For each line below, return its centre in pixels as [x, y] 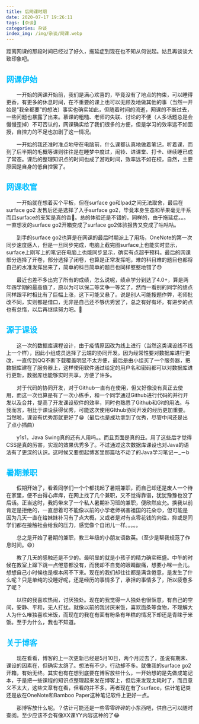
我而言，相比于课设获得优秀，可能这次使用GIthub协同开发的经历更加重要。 [97, 409]
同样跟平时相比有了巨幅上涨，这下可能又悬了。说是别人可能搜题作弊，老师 [97, 294]
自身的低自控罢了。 [45, 166]
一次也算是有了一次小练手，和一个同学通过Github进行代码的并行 [105, 395]
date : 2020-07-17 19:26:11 [39, 17]
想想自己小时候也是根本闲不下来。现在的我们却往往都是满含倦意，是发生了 [97, 573]
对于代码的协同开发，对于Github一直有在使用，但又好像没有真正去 [97, 388]
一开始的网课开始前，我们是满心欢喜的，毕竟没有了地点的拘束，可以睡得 [105, 94]
